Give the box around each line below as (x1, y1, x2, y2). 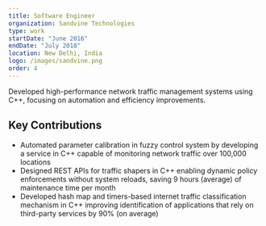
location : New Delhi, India (8, 49, 103, 57)
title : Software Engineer (8, 11, 95, 20)
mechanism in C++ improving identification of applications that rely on (19, 199, 254, 210)
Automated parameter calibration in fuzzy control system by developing (19, 140, 259, 149)
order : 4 (8, 65, 38, 73)
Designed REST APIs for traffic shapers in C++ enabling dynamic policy (19, 165, 258, 175)
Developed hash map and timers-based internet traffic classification (19, 191, 247, 201)
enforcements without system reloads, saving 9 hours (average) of (19, 174, 242, 184)
